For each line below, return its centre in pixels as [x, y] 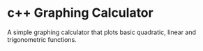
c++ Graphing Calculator [80, 13]
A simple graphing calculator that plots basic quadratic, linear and [102, 32]
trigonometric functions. [42, 39]
